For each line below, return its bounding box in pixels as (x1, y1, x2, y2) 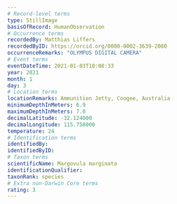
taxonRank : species (7, 173, 64, 180)
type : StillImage (7, 17, 58, 24)
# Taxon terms (7, 154, 49, 161)
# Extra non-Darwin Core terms (7, 179, 99, 186)
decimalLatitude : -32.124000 (7, 114, 92, 121)
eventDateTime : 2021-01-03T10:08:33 (7, 62, 114, 69)
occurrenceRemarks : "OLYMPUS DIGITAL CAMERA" (7, 50, 142, 57)
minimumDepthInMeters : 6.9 (7, 102, 86, 109)
